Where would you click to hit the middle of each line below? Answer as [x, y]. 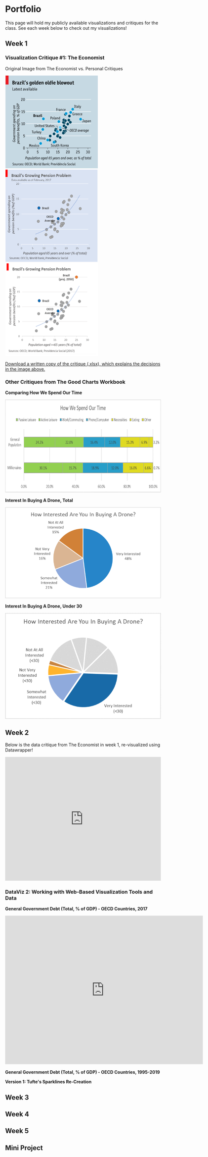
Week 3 [17, 1097]
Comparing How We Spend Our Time [44, 393]
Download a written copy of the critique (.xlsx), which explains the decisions [83, 364]
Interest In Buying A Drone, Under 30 [44, 606]
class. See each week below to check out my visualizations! [66, 28]
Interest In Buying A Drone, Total [39, 500]
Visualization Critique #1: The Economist [55, 58]
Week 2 [17, 733]
